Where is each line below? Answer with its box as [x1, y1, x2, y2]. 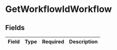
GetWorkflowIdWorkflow [5, 3, 112, 15]
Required [42, 38, 65, 45]
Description [69, 38, 98, 45]
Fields [5, 23, 25, 32]
